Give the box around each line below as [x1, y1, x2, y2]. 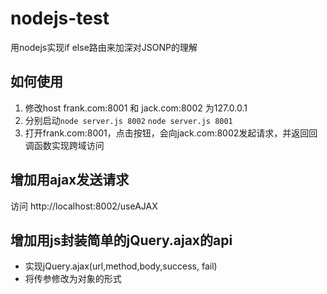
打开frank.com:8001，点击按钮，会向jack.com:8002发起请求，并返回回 [24, 127, 318, 139]
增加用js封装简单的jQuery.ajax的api [10, 232, 233, 249]
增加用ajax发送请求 [10, 172, 130, 189]
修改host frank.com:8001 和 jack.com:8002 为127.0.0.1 [24, 102, 248, 114]
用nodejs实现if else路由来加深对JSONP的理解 [10, 41, 198, 53]
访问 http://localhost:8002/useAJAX [10, 200, 158, 212]
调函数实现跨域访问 [24, 139, 105, 151]
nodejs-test [10, 7, 110, 30]
